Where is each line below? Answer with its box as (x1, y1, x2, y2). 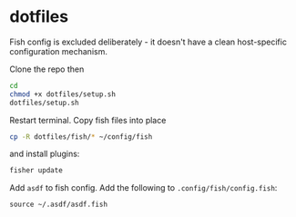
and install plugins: (9, 148, 80, 160)
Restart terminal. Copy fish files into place (9, 114, 167, 125)
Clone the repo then (9, 64, 85, 74)
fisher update (9, 166, 64, 175)
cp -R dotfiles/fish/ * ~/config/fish (9, 132, 153, 142)
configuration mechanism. (9, 45, 107, 56)
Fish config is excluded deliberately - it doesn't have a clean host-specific (9, 36, 287, 47)
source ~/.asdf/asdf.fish (9, 200, 107, 210)
